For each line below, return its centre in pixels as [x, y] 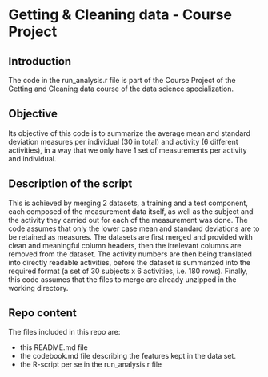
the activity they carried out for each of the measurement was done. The [128, 220]
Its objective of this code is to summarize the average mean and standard [129, 133]
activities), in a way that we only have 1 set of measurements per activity [128, 150]
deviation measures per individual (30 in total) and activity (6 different [123, 141]
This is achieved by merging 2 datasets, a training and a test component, [128, 203]
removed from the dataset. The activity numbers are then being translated [130, 254]
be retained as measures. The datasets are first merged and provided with [131, 236]
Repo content [43, 313]
